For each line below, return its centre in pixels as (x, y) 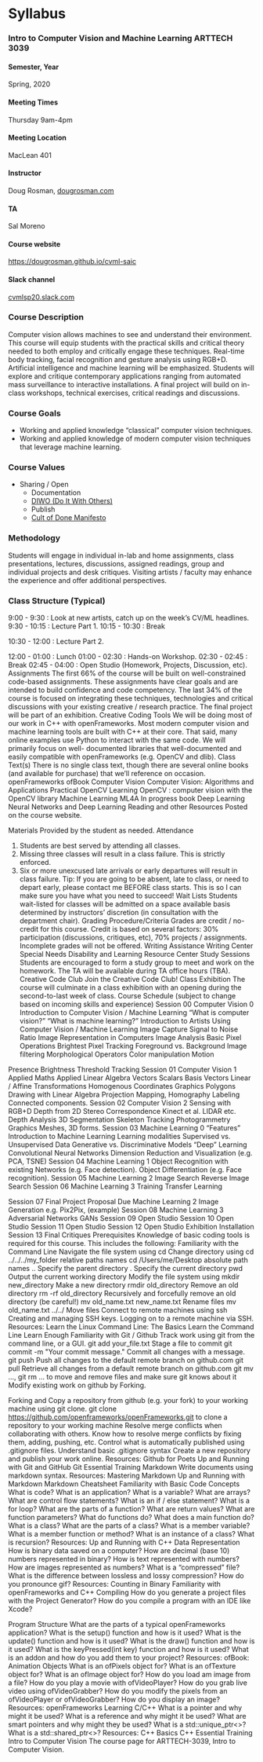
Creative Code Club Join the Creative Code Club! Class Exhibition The (132, 980)
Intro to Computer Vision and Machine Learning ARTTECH (121, 38)
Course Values (37, 467)
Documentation (56, 493)
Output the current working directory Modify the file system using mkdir (124, 1277)
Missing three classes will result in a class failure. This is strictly (122, 854)
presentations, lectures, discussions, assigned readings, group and (116, 563)
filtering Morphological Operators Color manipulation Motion (117, 1054)
